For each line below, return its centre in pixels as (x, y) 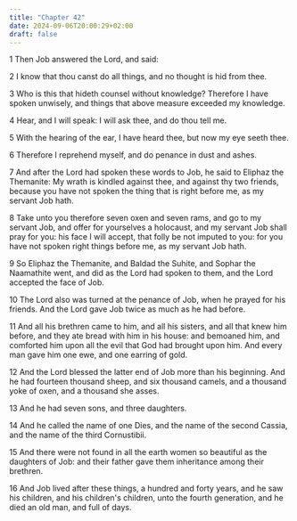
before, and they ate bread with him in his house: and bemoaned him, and (145, 336)
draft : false (33, 34)
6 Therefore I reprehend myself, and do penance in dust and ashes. (133, 155)
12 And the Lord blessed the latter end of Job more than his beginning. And (147, 372)
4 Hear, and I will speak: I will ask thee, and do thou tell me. (118, 120)
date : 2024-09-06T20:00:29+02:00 (71, 26)
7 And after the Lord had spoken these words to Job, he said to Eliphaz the (146, 172)
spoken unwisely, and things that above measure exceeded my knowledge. (147, 103)
